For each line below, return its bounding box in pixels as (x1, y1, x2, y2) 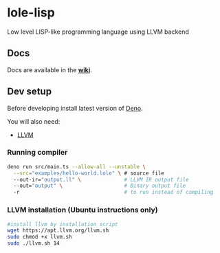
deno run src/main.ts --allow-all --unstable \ (7, 163, 146, 170)
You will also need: (7, 117, 60, 125)
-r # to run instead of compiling (13, 189, 214, 196)
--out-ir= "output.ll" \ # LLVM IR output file (13, 176, 189, 183)
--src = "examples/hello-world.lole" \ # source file (13, 170, 165, 177)
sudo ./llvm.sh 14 (7, 240, 60, 247)
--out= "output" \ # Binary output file (13, 182, 186, 190)
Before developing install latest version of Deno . (7, 104, 143, 112)
